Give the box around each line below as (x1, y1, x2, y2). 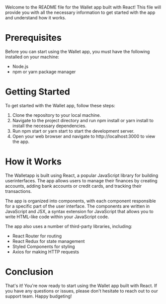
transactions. (5, 188, 32, 194)
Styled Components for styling (12, 243, 76, 249)
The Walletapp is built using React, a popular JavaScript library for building (5, 172, 159, 178)
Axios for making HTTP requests (12, 248, 80, 255)
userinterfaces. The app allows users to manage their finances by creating (5, 177, 158, 183)
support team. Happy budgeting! (5, 293, 72, 299)
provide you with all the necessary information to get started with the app (5, 9, 156, 15)
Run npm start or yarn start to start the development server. (12, 128, 135, 134)
